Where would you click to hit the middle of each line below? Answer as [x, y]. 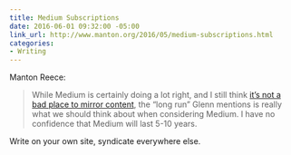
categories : [32, 43]
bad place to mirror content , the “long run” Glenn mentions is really [157, 104]
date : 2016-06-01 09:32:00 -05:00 [75, 26]
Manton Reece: [38, 77]
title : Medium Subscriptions [64, 18]
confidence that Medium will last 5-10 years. [114, 124]
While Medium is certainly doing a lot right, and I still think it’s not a [156, 95]
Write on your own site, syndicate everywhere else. [105, 141]
